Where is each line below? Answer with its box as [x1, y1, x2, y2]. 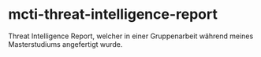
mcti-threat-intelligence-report [8, 5, 218, 23]
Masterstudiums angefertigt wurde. [8, 39, 123, 48]
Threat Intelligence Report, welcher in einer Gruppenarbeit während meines [8, 31, 254, 41]
